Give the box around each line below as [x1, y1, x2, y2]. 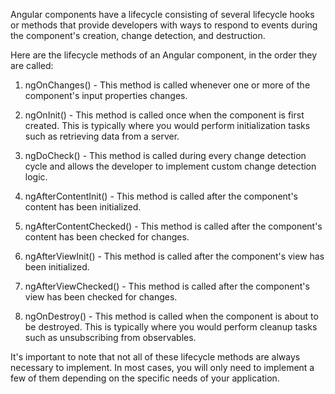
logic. [24, 171, 48, 183]
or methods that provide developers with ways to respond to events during [10, 19, 318, 31]
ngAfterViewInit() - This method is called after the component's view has [24, 250, 325, 262]
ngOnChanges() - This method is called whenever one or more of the [24, 79, 311, 91]
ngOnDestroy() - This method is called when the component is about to [24, 310, 319, 322]
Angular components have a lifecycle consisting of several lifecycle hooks [10, 9, 315, 20]
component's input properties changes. [24, 90, 188, 101]
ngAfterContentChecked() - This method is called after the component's [24, 220, 323, 232]
